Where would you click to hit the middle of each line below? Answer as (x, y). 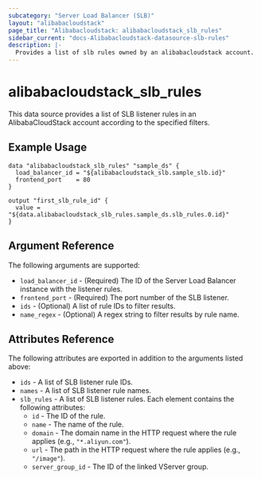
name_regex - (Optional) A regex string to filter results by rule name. (130, 314)
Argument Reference (61, 246)
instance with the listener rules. (71, 289)
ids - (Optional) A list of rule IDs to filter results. (98, 306)
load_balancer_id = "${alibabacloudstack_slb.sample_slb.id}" (121, 173)
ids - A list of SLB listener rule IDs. (76, 382)
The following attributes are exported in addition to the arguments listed (126, 358)
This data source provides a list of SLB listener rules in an (102, 114)
